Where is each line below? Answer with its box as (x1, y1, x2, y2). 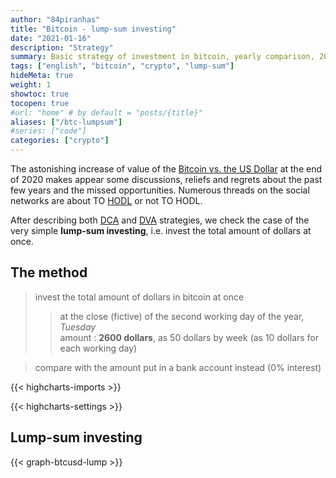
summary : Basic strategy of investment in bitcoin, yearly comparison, (10, 52, 315, 62)
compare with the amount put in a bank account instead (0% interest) (34, 361, 322, 373)
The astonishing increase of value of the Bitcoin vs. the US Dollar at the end (10, 163, 322, 175)
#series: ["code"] (10, 126, 87, 136)
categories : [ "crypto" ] (10, 136, 110, 146)
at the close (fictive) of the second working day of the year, (59, 310, 305, 322)
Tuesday (59, 321, 97, 333)
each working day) (59, 342, 138, 354)
